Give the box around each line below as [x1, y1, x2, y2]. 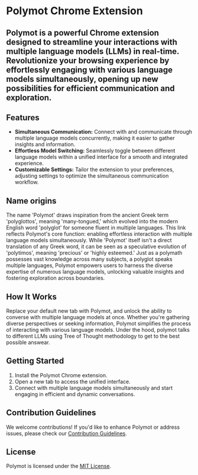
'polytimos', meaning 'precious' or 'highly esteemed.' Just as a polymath [6, 249, 183, 256]
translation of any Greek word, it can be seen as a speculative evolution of [6, 243, 187, 250]
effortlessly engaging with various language [6, 65, 173, 75]
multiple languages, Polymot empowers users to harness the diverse [6, 262, 173, 269]
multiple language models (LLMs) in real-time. [6, 46, 179, 56]
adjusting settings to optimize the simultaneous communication [14, 172, 169, 179]
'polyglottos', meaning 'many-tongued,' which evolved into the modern [6, 218, 178, 225]
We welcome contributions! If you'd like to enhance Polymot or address [6, 423, 180, 431]
